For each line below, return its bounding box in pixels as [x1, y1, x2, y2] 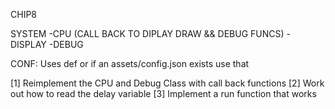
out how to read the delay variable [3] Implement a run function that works [10, 88, 317, 99]
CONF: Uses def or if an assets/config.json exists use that [10, 58, 250, 69]
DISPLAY [10, 39, 47, 50]
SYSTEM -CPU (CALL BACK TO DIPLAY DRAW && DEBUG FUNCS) [10, 28, 285, 39]
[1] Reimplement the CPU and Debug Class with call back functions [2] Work [10, 77, 325, 89]
